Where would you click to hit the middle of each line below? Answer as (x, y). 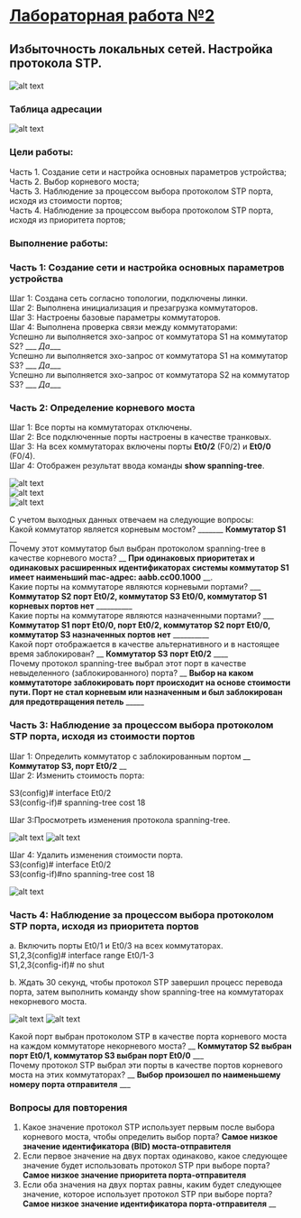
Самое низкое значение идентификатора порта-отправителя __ (149, 1204)
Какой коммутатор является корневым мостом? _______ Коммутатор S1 (148, 529)
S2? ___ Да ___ (35, 346)
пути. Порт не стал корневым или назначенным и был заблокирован (146, 692)
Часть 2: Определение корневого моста (102, 408)
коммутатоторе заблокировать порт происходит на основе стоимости (150, 682)
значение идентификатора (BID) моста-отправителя (127, 1147)
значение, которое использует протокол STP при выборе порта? (147, 1195)
